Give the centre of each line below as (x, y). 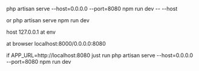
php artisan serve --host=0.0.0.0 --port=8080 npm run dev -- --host (92, 9)
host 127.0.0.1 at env (31, 32)
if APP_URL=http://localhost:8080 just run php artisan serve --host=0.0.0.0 (100, 55)
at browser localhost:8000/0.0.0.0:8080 (56, 44)
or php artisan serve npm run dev (48, 20)
